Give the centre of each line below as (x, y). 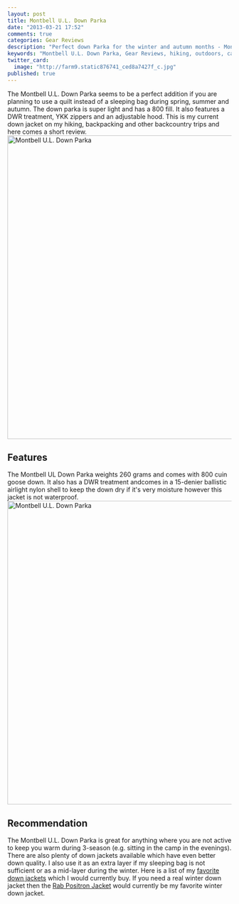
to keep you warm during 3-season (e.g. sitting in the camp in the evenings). (119, 848)
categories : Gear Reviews (46, 41)
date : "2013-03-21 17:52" (46, 27)
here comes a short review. (47, 132)
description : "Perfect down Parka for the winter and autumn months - (114, 47)
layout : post (27, 14)
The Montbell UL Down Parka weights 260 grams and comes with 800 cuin (117, 474)
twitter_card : (28, 60)
